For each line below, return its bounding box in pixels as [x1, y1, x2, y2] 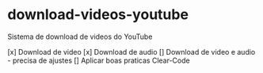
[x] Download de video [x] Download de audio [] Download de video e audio [7, 47, 256, 56]
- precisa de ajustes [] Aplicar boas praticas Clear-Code [7, 56, 191, 65]
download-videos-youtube [7, 6, 189, 24]
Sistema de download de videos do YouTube [7, 32, 153, 41]
